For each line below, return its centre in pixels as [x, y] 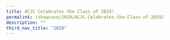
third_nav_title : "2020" [36, 28]
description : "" [26, 22]
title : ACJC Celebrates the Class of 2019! [60, 11]
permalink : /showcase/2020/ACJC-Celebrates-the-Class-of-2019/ [85, 17]
